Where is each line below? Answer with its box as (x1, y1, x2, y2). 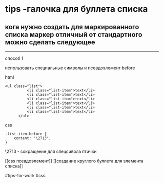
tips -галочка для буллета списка (5, 3, 148, 15)
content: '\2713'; (14, 136, 51, 141)
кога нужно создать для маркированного (5, 23, 139, 31)
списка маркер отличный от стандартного (5, 30, 143, 38)
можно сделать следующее (5, 38, 95, 46)
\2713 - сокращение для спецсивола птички (5, 148, 97, 154)
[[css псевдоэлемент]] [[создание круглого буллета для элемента (5, 158, 144, 164)
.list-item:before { (5, 131, 47, 136)
